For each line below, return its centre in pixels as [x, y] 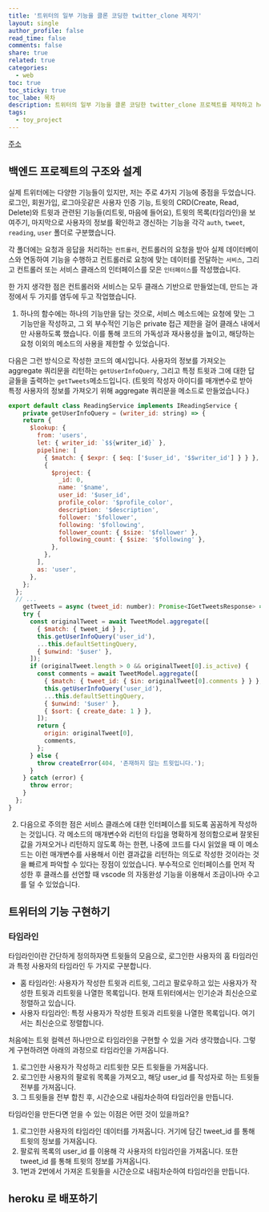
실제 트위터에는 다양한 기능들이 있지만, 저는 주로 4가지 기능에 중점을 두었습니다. [132, 192]
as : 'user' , [57, 570]
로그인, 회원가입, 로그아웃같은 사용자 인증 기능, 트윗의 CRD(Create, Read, [123, 202]
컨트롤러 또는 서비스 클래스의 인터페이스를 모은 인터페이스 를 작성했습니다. [128, 269]
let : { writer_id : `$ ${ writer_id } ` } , [102, 443]
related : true [32, 61]
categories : [28, 68]
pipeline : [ [57, 450]
